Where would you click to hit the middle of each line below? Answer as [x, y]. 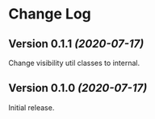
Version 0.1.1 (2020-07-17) [76, 44]
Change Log [50, 14]
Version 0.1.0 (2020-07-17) [78, 88]
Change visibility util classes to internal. [74, 63]
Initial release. [31, 107]
